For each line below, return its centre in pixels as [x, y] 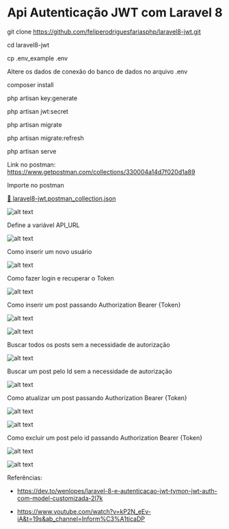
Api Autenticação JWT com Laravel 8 [115, 13]
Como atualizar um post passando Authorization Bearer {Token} [97, 398]
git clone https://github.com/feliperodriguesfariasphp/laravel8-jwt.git [104, 32]
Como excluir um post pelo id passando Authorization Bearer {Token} [105, 438]
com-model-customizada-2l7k [60, 498]
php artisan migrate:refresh [45, 138]
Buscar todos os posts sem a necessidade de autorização [89, 344]
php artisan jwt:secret [38, 111]
